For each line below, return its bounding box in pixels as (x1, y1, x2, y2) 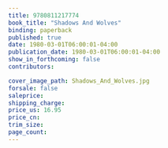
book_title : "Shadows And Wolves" (8, 19, 122, 27)
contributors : (8, 63, 55, 71)
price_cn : (8, 113, 41, 122)
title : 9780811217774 (8, 11, 80, 20)
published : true (8, 33, 62, 42)
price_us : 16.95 (8, 106, 62, 114)
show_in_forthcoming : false (8, 56, 101, 64)
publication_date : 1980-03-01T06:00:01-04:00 (8, 48, 160, 56)
